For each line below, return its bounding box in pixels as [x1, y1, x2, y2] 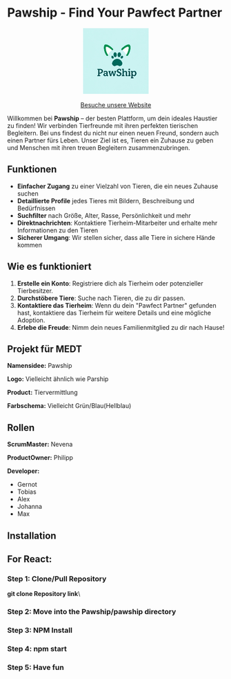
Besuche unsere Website [80, 100, 152, 109]
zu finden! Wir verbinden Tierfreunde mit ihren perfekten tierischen [7, 121, 199, 129]
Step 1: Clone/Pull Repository [7, 574, 107, 584]
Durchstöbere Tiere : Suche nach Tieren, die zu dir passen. [17, 294, 185, 302]
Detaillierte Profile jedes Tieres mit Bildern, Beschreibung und [17, 196, 194, 205]
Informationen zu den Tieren [17, 226, 99, 234]
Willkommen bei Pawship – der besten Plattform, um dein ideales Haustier [7, 114, 218, 122]
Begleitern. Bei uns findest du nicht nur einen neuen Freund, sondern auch [7, 129, 219, 137]
